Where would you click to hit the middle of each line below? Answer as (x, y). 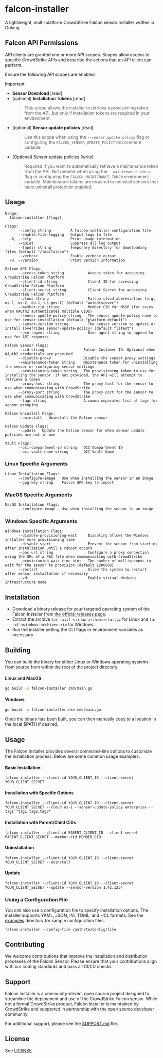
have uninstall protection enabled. (58, 187)
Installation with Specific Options (39, 793)
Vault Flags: (18, 443)
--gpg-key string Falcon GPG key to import (66, 483)
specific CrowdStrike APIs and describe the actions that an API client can (78, 60)
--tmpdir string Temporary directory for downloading (82, 247)
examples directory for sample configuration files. (55, 921)
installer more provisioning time (40, 540)
